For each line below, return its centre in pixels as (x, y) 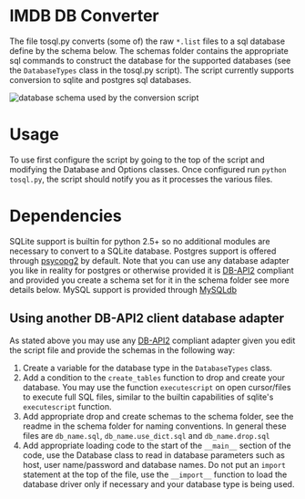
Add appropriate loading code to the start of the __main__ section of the (157, 445)
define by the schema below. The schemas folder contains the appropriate (149, 50)
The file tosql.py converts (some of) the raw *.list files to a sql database (147, 41)
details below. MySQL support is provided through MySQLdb (123, 289)
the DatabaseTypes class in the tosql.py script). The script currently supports (152, 70)
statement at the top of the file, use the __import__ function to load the (155, 474)
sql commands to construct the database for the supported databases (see (150, 60)
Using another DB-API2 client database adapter (147, 319)
